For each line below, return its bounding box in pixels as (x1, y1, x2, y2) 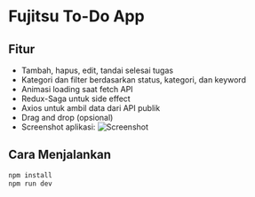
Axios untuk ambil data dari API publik (20, 103, 161, 113)
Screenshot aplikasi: (20, 122, 96, 132)
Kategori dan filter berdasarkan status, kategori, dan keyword (20, 75, 246, 85)
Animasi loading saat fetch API (20, 84, 134, 94)
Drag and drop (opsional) (20, 113, 114, 122)
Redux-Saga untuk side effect (20, 93, 131, 104)
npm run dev (8, 179, 52, 188)
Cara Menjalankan (8, 147, 112, 162)
